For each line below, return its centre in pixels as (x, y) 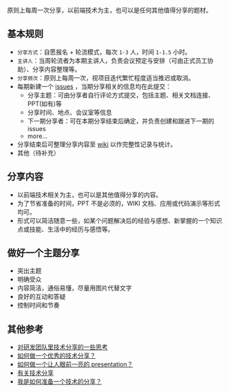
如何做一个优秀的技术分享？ (56, 356)
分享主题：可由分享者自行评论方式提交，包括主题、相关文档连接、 (121, 95)
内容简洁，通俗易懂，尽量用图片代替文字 (74, 288)
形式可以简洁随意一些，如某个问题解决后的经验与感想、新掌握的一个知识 (119, 220)
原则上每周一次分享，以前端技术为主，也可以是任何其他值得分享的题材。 (109, 10)
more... (37, 136)
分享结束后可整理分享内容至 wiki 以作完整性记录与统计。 (97, 144)
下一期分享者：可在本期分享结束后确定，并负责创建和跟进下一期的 (121, 121)
